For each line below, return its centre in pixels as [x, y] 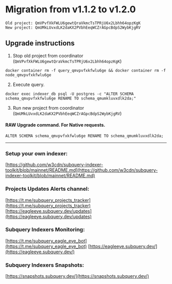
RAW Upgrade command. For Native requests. [56, 125]
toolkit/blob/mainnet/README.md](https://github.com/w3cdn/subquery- [81, 170]
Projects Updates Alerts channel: [47, 189]
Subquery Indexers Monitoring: [45, 230]
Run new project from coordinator [48, 108]
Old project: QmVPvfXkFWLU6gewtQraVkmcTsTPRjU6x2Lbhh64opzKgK [73, 23]
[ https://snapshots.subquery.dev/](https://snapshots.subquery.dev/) [77, 276]
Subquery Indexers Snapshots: [45, 265]
